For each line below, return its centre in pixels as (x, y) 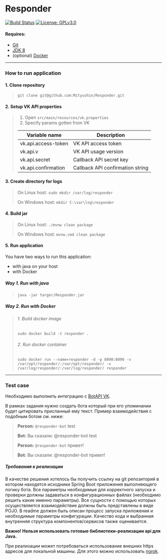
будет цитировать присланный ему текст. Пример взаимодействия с (79, 411)
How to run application (33, 73)
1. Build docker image (39, 319)
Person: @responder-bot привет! (50, 445)
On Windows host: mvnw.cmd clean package (61, 234)
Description (111, 135)
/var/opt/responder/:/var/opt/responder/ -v (64, 364)
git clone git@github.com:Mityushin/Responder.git (71, 96)
